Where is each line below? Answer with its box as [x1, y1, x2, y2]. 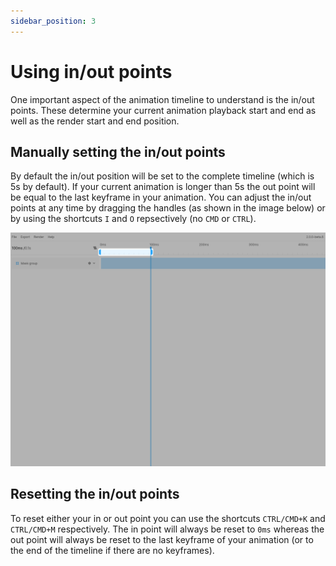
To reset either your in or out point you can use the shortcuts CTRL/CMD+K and [10, 512, 326, 524]
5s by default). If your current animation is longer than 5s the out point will [10, 181, 316, 193]
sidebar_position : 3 [10, 16, 97, 26]
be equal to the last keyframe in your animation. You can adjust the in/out [10, 191, 312, 204]
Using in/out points [10, 60, 173, 83]
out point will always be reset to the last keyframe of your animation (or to [10, 533, 314, 545]
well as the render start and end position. [10, 115, 180, 127]
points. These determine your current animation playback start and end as [10, 104, 317, 116]
